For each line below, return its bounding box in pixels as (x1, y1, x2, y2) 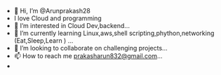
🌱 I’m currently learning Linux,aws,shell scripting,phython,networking (13, 29, 215, 37)
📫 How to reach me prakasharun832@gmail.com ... (13, 52, 163, 60)
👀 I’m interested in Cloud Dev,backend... (13, 22, 130, 29)
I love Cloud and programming (13, 14, 102, 22)
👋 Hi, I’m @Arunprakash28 (13, 7, 91, 15)
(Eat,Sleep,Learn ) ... (13, 36, 74, 45)
